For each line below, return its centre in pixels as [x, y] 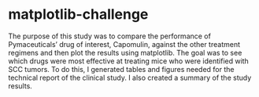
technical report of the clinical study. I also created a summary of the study [130, 77]
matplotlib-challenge [78, 14]
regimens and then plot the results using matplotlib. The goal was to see [125, 52]
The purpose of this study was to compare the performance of [109, 36]
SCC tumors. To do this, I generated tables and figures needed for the [121, 69]
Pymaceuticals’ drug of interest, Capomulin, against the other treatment [124, 44]
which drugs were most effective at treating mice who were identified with [129, 61]
